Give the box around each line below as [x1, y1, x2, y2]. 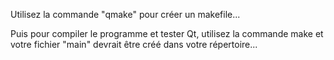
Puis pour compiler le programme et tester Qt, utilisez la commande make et [10, 28, 324, 39]
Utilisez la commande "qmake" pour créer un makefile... [10, 9, 241, 20]
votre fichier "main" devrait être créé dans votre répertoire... [10, 39, 258, 50]
